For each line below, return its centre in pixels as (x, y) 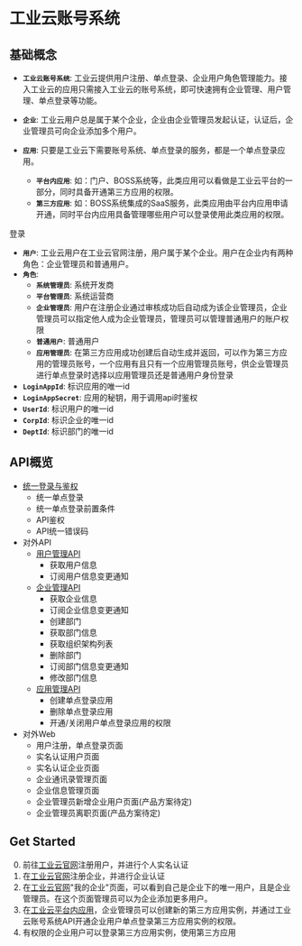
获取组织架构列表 (81, 643)
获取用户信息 (73, 565)
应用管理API (58, 689)
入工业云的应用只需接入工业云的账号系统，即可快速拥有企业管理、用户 (153, 89)
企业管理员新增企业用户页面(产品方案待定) (114, 801)
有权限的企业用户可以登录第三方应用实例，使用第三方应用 (129, 932)
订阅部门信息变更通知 (89, 666)
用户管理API (58, 553)
